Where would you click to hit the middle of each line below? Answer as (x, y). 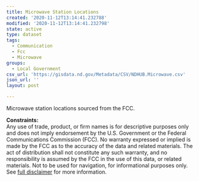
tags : (13, 40)
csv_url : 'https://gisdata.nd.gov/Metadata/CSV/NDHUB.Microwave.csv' (96, 74)
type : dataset (24, 35)
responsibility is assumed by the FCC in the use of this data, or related (94, 159)
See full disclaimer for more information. (57, 172)
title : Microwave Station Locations (52, 12)
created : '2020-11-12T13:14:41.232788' (57, 18)
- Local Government (36, 69)
